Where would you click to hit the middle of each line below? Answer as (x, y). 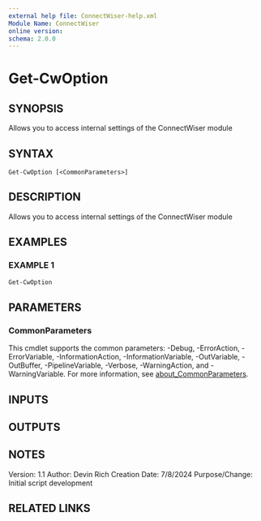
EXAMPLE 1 (32, 265)
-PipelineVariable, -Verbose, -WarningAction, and (126, 365)
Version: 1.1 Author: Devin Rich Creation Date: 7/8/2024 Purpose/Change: (131, 474)
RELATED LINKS (49, 508)
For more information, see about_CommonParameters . (158, 374)
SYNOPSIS (36, 108)
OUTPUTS (34, 427)
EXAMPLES (38, 242)
